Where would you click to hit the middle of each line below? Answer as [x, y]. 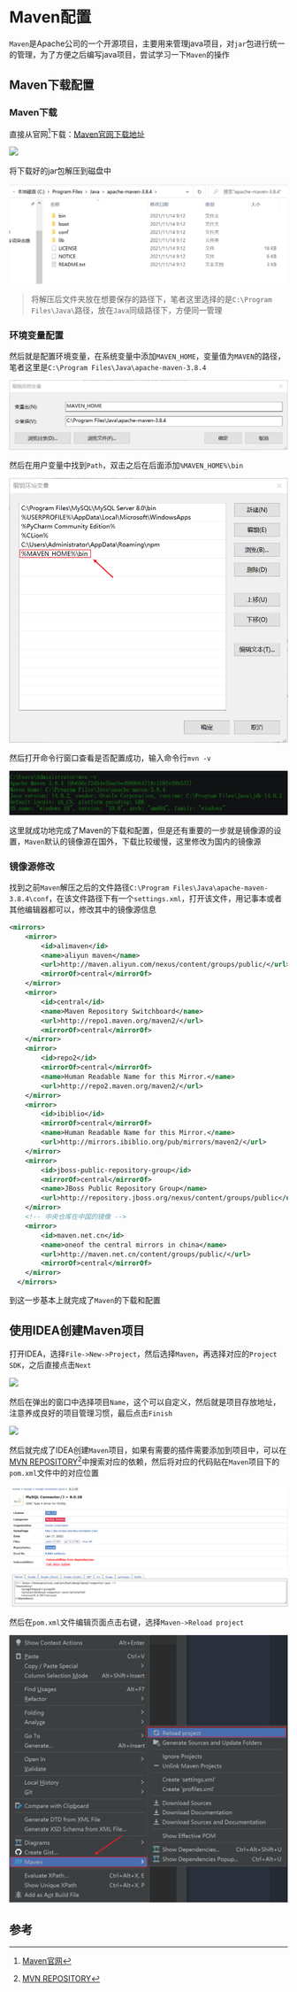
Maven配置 [50, 17]
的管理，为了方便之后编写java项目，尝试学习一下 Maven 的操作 [119, 54]
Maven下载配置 [52, 85]
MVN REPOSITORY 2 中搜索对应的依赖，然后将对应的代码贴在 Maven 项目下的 [145, 1461]
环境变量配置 [37, 335]
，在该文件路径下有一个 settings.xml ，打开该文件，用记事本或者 [165, 898]
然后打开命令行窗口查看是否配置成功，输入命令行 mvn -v [110, 758]
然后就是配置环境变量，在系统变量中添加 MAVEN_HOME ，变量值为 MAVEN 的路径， [147, 356]
